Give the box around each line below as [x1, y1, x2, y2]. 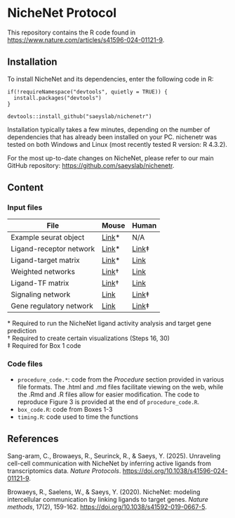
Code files [7, 359, 43, 369]
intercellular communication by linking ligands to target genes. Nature [7, 495, 209, 503]
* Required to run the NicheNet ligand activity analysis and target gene [7, 319, 212, 328]
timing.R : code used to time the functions [17, 413, 139, 421]
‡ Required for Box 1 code [7, 342, 81, 350]
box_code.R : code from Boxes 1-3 [17, 405, 113, 413]
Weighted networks [11, 267, 76, 277]
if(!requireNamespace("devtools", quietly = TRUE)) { [7, 88, 168, 96]
